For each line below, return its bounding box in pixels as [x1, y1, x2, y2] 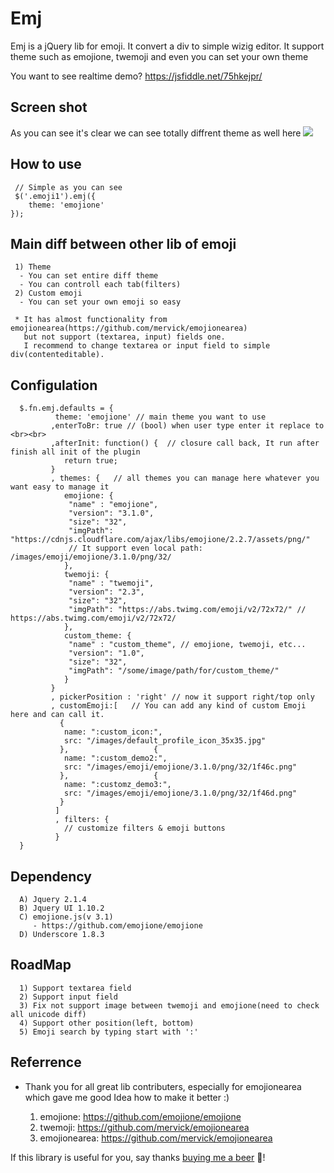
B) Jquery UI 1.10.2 [19, 903, 105, 913]
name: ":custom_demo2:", [63, 753, 168, 764]
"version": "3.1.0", [68, 508, 155, 519]
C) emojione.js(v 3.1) [19, 912, 114, 922]
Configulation [10, 377, 98, 394]
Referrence [10, 1054, 82, 1071]
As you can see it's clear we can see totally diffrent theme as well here [10, 127, 302, 139]
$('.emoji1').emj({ [14, 191, 97, 201]
